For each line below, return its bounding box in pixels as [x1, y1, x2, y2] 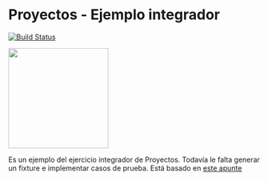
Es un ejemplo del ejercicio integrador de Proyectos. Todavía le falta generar [8, 155, 260, 164]
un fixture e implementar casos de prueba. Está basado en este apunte [8, 163, 242, 173]
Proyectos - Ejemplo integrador [8, 6, 220, 24]
